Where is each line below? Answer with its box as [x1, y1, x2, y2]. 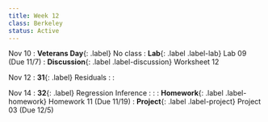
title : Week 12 [8, 11, 60, 20]
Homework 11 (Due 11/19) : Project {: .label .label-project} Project [48, 97, 262, 107]
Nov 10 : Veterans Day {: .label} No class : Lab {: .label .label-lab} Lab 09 [8, 49, 247, 59]
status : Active [8, 26, 60, 35]
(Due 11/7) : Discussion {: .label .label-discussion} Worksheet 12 [8, 57, 220, 67]
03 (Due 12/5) [8, 105, 54, 115]
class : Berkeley [8, 19, 63, 27]
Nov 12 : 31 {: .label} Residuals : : [8, 73, 115, 83]
